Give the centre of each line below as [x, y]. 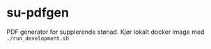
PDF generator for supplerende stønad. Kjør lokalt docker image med [105, 32]
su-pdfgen [38, 13]
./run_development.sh [38, 38]
